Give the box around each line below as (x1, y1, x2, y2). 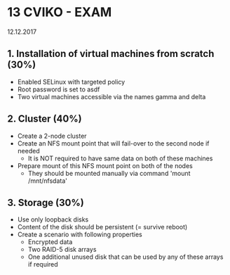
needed (17, 146, 40, 155)
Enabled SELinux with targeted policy (17, 77, 126, 86)
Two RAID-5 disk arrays (27, 245, 97, 254)
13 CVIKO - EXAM (7, 4, 112, 20)
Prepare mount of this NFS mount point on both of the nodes (17, 161, 193, 170)
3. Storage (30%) (7, 196, 84, 208)
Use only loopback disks (17, 215, 89, 224)
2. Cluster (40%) (7, 113, 82, 125)
